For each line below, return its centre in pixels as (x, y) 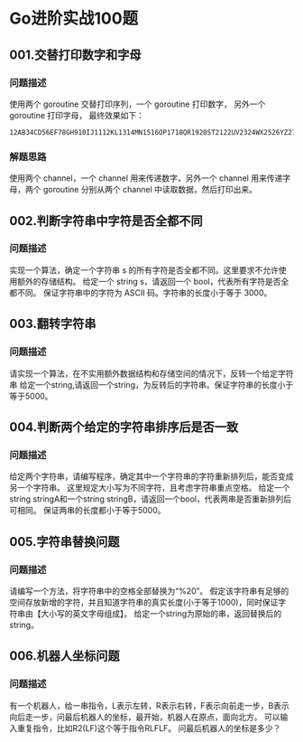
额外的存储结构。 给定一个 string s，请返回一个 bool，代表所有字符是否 (149, 281)
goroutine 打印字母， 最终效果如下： (77, 115)
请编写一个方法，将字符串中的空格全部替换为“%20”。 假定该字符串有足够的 (149, 591)
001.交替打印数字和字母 (75, 55)
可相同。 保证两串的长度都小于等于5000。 (87, 511)
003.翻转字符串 (53, 324)
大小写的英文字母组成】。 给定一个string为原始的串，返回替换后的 (161, 613)
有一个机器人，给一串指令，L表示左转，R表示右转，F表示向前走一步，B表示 (150, 705)
